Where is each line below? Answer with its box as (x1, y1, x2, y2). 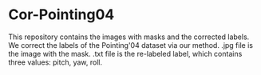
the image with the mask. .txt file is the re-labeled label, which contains (8, 49, 243, 58)
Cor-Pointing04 (8, 6, 115, 24)
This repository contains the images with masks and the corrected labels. (8, 32, 250, 41)
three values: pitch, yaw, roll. (8, 57, 102, 67)
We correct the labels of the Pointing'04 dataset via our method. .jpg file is (8, 40, 254, 49)
